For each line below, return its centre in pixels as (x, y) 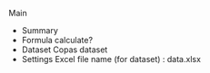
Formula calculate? (57, 40)
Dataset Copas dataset (65, 50)
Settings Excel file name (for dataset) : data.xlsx (111, 59)
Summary (40, 30)
